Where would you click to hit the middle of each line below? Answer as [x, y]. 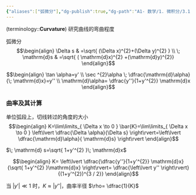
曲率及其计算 [24, 103]
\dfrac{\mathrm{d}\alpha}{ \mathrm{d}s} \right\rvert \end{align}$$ [98, 138]
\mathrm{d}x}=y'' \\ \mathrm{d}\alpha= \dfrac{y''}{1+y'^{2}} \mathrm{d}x [102, 81]
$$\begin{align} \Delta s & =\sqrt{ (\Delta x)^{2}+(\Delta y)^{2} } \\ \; [98, 51]
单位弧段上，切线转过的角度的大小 [47, 117]
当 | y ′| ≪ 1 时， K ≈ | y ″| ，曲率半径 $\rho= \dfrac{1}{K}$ [73, 186]
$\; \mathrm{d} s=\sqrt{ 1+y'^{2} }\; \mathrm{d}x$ [66, 150]
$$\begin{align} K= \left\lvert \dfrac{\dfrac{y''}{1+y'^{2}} [81, 161]
